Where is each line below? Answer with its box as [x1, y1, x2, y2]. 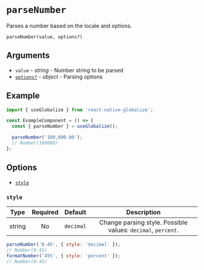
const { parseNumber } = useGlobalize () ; [12, 123, 118, 130]
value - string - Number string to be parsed [15, 66, 123, 74]
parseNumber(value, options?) [6, 33, 83, 40]
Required [32, 208, 59, 216]
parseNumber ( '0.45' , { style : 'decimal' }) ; [6, 241, 121, 247]
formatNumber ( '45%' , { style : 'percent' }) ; [6, 252, 121, 259]
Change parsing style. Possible [99, 218, 188, 226]
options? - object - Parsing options [15, 73, 103, 80]
